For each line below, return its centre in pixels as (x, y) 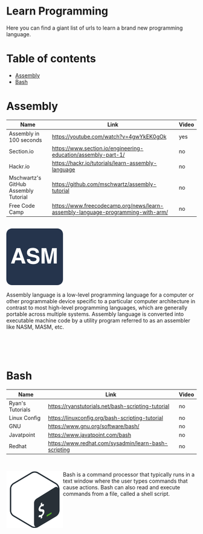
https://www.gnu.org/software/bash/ (94, 426)
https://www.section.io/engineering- (98, 148)
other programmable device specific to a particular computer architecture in (101, 301)
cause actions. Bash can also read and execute (121, 487)
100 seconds (25, 140)
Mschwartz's (25, 178)
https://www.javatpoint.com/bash (90, 435)
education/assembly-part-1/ (88, 155)
